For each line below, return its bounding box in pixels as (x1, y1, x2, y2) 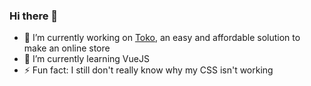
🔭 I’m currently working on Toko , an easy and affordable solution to (23, 32, 301, 44)
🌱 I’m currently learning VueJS (23, 53, 150, 65)
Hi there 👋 (9, 9, 59, 23)
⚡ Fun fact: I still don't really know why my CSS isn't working (23, 64, 274, 76)
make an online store (23, 42, 111, 54)
